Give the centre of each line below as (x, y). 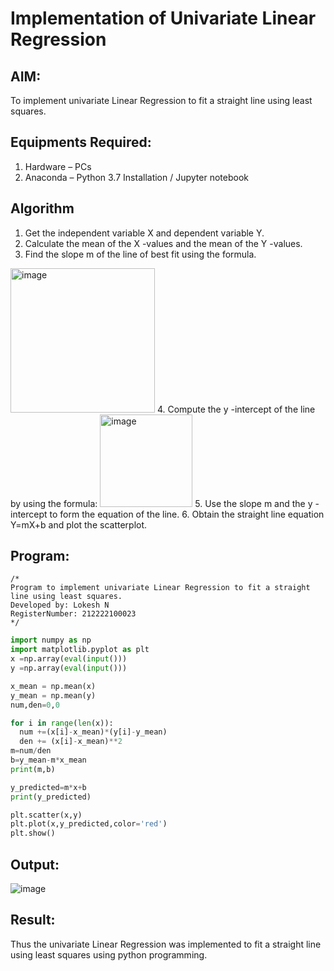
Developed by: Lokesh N (60, 605)
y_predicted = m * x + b (48, 787)
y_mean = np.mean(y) (53, 695)
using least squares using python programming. (109, 954)
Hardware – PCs (58, 166)
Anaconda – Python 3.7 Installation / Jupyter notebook (136, 177)
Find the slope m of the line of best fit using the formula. (140, 254)
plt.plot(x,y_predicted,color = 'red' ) (89, 824)
